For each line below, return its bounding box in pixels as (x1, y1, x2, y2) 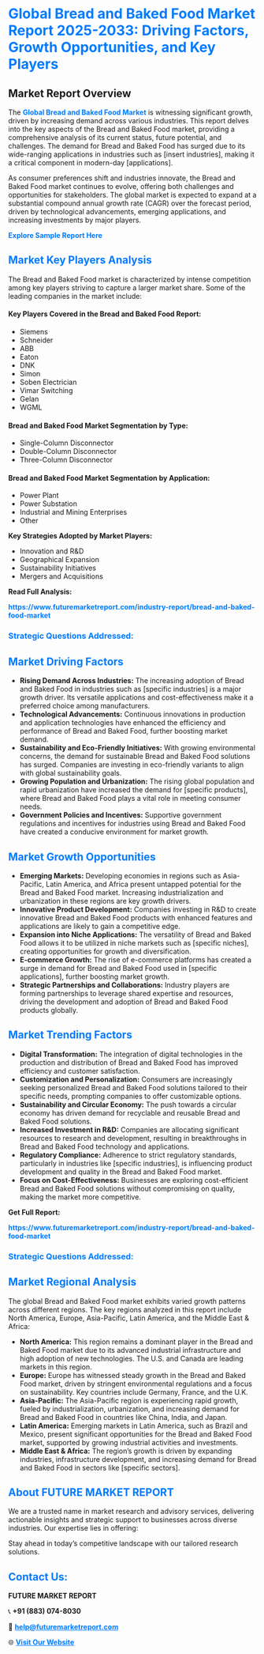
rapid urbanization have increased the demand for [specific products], (19, 785, 248, 795)
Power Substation (19, 499, 77, 508)
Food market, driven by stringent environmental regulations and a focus (19, 1379, 252, 1388)
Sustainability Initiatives (19, 563, 97, 573)
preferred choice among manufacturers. (19, 701, 151, 711)
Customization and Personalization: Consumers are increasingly (19, 1074, 232, 1084)
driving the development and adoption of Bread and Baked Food (19, 997, 229, 1006)
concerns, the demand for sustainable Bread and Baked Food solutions (19, 752, 251, 761)
